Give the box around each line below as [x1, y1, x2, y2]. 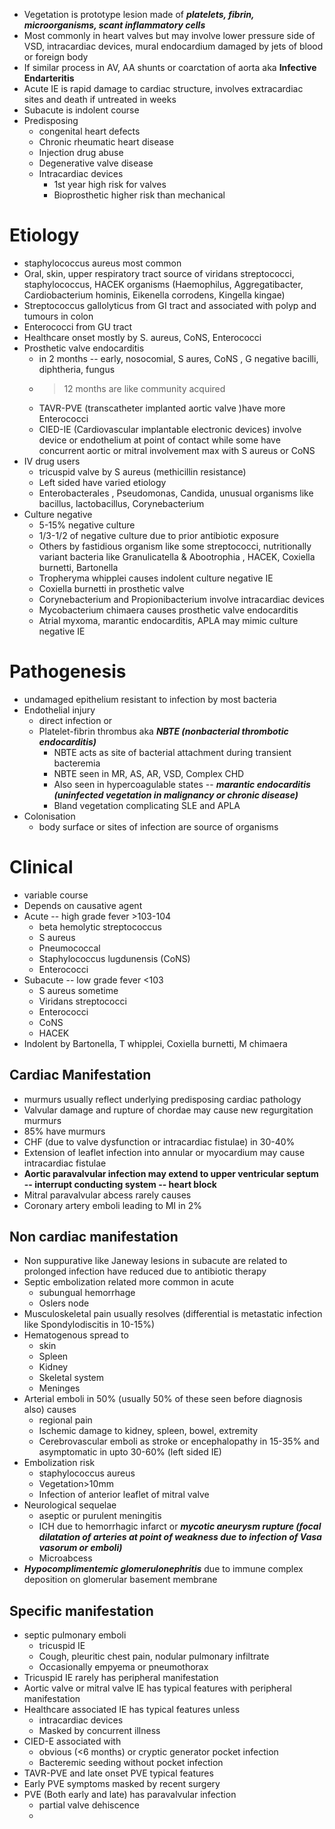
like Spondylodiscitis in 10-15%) [23, 1319, 156, 1331]
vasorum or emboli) [38, 1542, 123, 1554]
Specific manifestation [9, 1602, 154, 1619]
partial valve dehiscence [38, 1799, 141, 1811]
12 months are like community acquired [63, 382, 226, 394]
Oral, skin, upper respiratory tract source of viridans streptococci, [23, 267, 295, 279]
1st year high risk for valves [53, 179, 167, 190]
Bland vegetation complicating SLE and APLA [53, 799, 241, 811]
